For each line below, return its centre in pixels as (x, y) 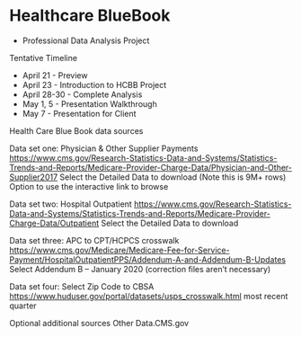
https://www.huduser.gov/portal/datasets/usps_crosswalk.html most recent (149, 296)
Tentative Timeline (44, 58)
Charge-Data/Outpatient (54, 223)
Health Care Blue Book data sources (76, 130)
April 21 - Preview (55, 75)
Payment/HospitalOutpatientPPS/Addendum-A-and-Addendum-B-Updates (147, 259)
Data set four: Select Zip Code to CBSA (82, 286)
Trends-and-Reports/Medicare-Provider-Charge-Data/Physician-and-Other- (150, 167)
